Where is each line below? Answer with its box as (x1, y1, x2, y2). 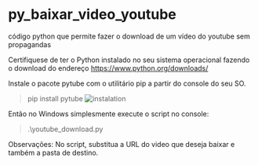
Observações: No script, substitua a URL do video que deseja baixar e (8, 139, 235, 148)
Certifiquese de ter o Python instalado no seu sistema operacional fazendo (8, 55, 250, 64)
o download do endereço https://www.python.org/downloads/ (8, 63, 209, 72)
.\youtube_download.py (27, 124, 104, 134)
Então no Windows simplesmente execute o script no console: (8, 108, 209, 119)
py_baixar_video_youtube (8, 5, 176, 24)
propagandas (8, 39, 52, 49)
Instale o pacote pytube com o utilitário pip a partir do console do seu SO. (8, 79, 246, 88)
